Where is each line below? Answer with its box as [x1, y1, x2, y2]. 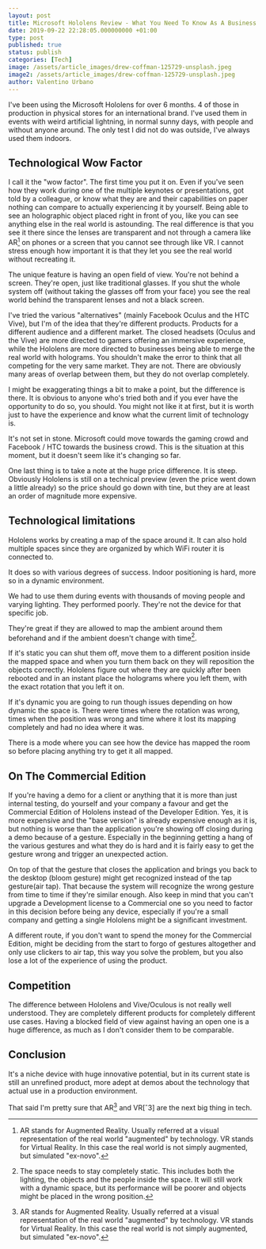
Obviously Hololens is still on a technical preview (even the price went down [8, 474, 256, 483]
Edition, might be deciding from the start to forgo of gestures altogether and [8, 939, 256, 949]
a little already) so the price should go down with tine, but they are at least [8, 483, 250, 492]
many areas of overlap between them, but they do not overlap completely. [8, 369, 249, 379]
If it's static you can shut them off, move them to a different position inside [8, 648, 251, 658]
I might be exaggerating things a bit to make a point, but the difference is [8, 384, 245, 394]
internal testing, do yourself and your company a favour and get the [8, 799, 229, 808]
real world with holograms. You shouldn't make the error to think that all [8, 352, 241, 361]
